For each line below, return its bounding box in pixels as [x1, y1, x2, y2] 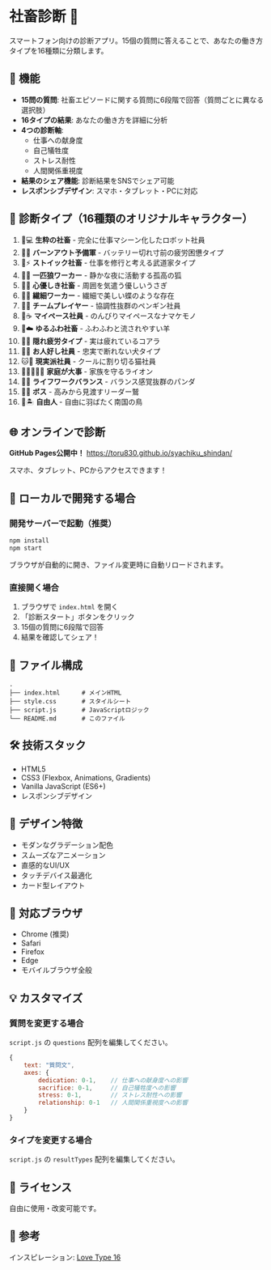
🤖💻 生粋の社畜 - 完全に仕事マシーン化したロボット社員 [20, 235, 205, 244]
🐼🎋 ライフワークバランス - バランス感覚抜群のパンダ [20, 376, 196, 386]
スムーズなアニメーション [20, 850, 106, 860]
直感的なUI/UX [20, 860, 70, 870]
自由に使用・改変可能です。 [9, 1204, 101, 1213]
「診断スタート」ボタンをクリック [20, 612, 135, 622]
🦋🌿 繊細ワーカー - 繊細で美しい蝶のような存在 [20, 291, 175, 300]
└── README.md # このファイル [9, 714, 125, 723]
